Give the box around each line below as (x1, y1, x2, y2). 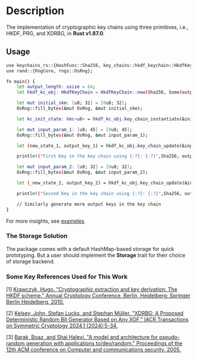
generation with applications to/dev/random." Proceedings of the (26, 340, 183, 347)
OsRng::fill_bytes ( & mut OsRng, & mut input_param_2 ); (16, 169, 148, 176)
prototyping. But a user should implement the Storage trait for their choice (6, 251, 186, 259)
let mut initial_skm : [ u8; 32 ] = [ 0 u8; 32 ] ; (16, 100, 127, 106)
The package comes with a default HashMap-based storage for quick (6, 245, 175, 252)
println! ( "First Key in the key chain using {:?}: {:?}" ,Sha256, (16, 153, 180, 159)
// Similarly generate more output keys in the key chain (16, 201, 161, 207)
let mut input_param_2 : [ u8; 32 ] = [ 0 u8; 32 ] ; (16, 164, 133, 170)
